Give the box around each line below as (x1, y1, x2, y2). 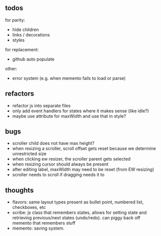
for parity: (5, 17, 26, 23)
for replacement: (5, 46, 39, 52)
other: (5, 66, 17, 71)
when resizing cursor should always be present (12, 161, 108, 167)
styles (12, 37, 25, 43)
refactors (5, 90, 34, 98)
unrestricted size (12, 151, 47, 157)
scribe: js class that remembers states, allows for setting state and (12, 209, 147, 216)
